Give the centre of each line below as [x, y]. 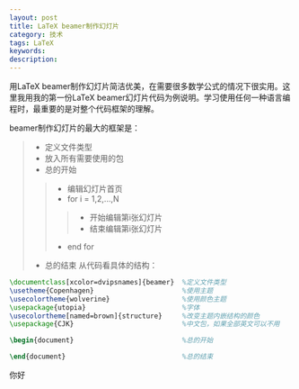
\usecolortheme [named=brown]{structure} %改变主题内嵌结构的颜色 [135, 316]
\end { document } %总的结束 [111, 357]
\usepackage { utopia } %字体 [105, 307]
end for [80, 247]
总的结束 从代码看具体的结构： [101, 265]
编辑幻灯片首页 [95, 189]
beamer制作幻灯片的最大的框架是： [75, 128]
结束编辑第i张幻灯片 [126, 229]
